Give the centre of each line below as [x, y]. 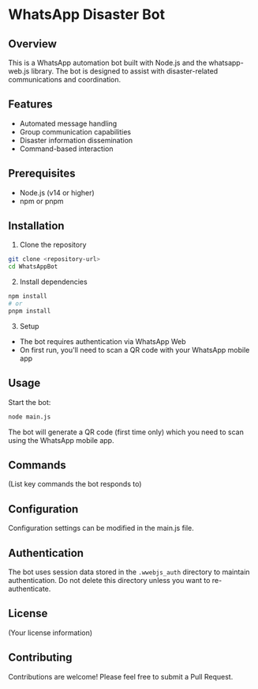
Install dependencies [54, 282]
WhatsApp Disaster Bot [87, 15]
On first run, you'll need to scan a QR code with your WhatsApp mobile [135, 350]
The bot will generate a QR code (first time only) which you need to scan [126, 432]
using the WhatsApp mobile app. [61, 440]
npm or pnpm [42, 201]
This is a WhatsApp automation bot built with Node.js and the [108, 62]
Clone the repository [53, 245]
